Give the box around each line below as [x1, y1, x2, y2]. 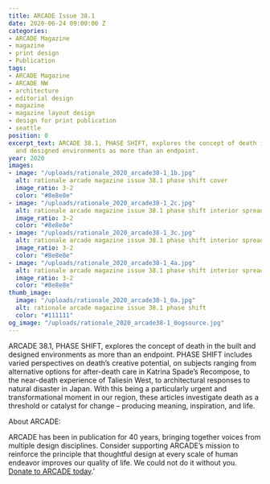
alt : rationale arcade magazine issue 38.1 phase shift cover [15, 176, 228, 185]
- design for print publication [8, 117, 117, 125]
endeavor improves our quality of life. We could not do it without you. [8, 457, 237, 467]
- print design [8, 49, 59, 57]
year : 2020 [8, 154, 45, 162]
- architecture [8, 86, 59, 95]
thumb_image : [8, 289, 52, 297]
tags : [8, 64, 27, 72]
